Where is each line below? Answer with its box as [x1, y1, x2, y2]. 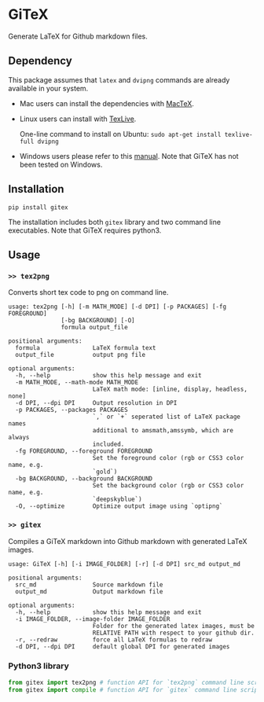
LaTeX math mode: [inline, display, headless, [92, 385, 247, 394]
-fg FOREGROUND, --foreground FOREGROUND [15, 447, 153, 455]
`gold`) [92, 468, 118, 476]
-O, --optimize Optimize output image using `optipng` [15, 502, 223, 510]
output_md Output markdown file [15, 587, 163, 595]
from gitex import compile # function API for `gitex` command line [8, 685, 237, 693]
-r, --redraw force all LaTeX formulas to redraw [15, 635, 213, 644]
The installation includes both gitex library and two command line [8, 217, 222, 226]
